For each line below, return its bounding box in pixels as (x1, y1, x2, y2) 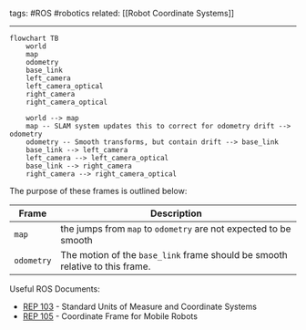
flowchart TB (9, 34, 59, 43)
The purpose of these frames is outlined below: (9, 186, 188, 196)
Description (149, 207, 202, 220)
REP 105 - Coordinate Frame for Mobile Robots (22, 311, 199, 322)
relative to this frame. (60, 260, 151, 273)
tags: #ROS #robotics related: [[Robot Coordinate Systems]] (9, 8, 235, 18)
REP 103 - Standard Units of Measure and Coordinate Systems (22, 301, 258, 312)
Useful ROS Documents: (9, 284, 100, 294)
